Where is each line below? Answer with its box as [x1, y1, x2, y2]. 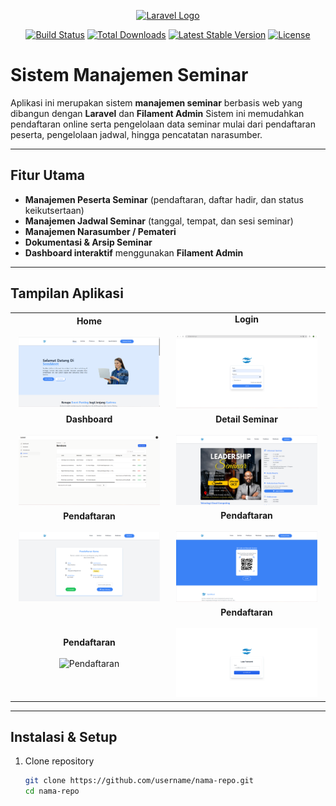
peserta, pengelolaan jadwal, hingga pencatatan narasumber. [10, 128, 263, 140]
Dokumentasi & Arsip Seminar [24, 236, 153, 248]
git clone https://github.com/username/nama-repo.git [24, 776, 254, 786]
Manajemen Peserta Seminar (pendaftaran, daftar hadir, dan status [24, 193, 304, 205]
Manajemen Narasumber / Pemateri [24, 225, 177, 237]
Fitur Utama [10, 167, 86, 184]
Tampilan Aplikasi [10, 285, 124, 302]
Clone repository [24, 755, 95, 767]
